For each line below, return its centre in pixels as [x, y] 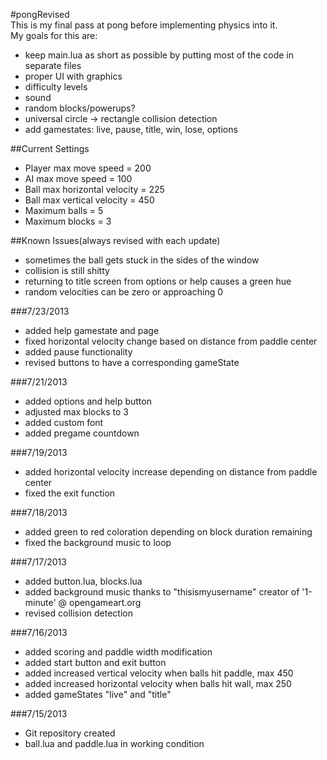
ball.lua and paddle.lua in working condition [114, 743]
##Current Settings [50, 148]
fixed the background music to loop [98, 542]
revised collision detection [78, 613]
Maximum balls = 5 [64, 210]
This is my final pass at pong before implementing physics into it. [144, 25]
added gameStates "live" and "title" [98, 694]
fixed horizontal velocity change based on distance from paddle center [171, 341]
